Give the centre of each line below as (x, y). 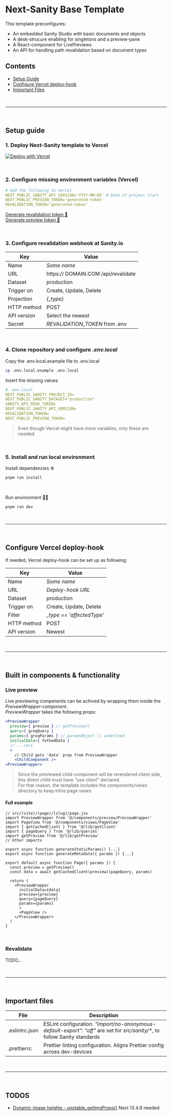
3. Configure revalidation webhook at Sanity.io (64, 243)
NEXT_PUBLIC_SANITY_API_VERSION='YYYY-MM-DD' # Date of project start (82, 195)
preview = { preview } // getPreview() (50, 727)
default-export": (63, 1031)
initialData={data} (39, 890)
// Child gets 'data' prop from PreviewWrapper (66, 755)
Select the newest (68, 315)
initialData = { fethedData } (40, 740)
